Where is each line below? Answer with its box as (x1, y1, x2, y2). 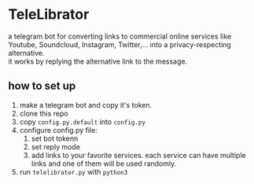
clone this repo (19, 109, 68, 118)
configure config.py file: (19, 125, 98, 134)
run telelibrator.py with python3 (19, 167, 128, 176)
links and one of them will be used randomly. (31, 159, 177, 168)
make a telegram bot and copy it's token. (19, 100, 153, 109)
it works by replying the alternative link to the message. (8, 57, 187, 66)
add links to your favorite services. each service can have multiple (31, 150, 246, 160)
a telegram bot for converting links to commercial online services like (8, 31, 232, 41)
